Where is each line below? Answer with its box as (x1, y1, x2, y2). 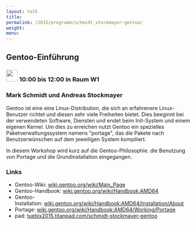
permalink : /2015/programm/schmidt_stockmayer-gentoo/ (6, 19, 143, 25)
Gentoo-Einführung (6, 52, 79, 62)
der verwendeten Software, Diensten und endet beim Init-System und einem (6, 117, 191, 124)
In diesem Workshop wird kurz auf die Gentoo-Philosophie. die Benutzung (6, 147, 186, 154)
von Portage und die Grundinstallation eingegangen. (6, 153, 133, 160)
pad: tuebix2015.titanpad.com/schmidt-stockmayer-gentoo (14, 212, 158, 220)
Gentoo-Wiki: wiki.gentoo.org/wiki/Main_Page (14, 181, 126, 188)
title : (6, 14, 22, 20)
